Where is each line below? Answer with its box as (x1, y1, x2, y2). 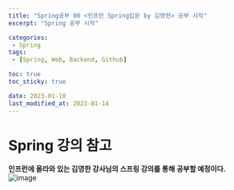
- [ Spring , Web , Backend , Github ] (11, 56, 127, 64)
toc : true (8, 70, 42, 78)
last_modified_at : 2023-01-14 (8, 99, 110, 108)
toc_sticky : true (8, 77, 67, 85)
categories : (8, 34, 48, 42)
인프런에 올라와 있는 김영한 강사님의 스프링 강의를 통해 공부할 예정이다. (8, 164, 226, 174)
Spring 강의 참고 (8, 137, 112, 154)
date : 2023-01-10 (8, 92, 67, 100)
